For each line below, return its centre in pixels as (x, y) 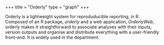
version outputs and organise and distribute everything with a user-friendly (82, 32)
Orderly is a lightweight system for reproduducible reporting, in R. (73, 16)
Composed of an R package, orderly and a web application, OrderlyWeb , (80, 22)
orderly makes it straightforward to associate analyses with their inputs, (79, 27)
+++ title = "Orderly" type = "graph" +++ (47, 7)
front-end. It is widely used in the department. (52, 37)
